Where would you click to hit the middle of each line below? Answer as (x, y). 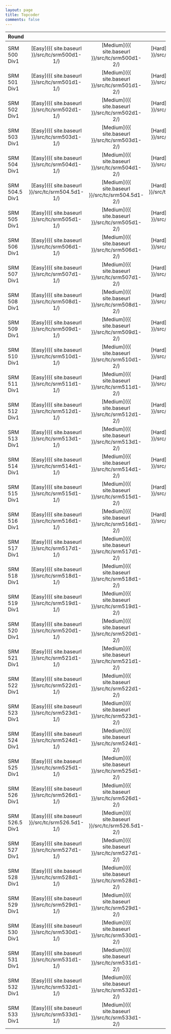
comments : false (22, 19)
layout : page (19, 10)
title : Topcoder (22, 15)
